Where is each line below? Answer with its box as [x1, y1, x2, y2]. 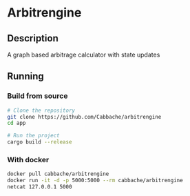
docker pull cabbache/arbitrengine [7, 170, 109, 177]
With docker [7, 155, 50, 164]
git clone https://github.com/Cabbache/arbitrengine [7, 113, 162, 120]
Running [7, 70, 45, 82]
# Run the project [7, 133, 60, 139]
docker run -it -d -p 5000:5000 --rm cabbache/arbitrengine [7, 177, 184, 184]
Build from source [7, 91, 68, 101]
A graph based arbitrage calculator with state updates [7, 50, 160, 59]
